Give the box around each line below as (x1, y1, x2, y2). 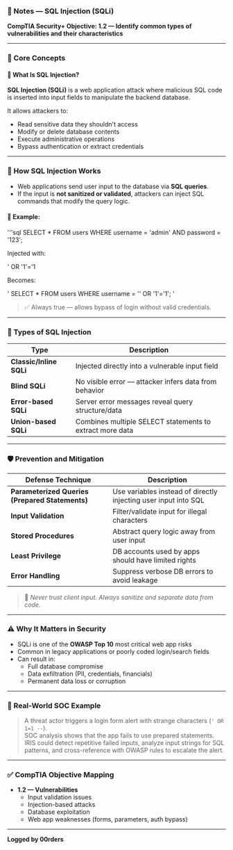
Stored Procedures (10, 531, 74, 541)
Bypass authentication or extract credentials (17, 142, 144, 151)
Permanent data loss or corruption (27, 677, 126, 685)
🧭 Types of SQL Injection (7, 327, 92, 336)
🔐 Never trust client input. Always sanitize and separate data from (24, 593, 214, 601)
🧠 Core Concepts (7, 54, 66, 63)
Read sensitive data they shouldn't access (17, 120, 139, 129)
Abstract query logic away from (112, 526, 216, 536)
